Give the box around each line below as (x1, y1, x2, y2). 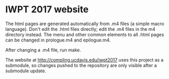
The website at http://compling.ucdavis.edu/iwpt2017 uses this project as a (5, 56, 164, 63)
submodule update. (5, 68, 47, 74)
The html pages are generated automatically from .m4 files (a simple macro (5, 21, 164, 27)
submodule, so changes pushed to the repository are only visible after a (5, 62, 157, 68)
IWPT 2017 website (5, 4, 89, 15)
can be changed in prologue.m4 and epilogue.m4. (5, 37, 111, 43)
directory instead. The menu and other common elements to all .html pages (5, 31, 164, 37)
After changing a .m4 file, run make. (5, 47, 81, 53)
